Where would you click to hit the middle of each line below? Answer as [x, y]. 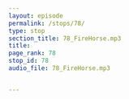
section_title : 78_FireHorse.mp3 [65, 38]
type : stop [27, 31]
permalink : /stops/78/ [47, 23]
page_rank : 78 [32, 53]
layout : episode [36, 16]
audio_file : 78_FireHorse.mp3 [60, 68]
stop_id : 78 [28, 61]
